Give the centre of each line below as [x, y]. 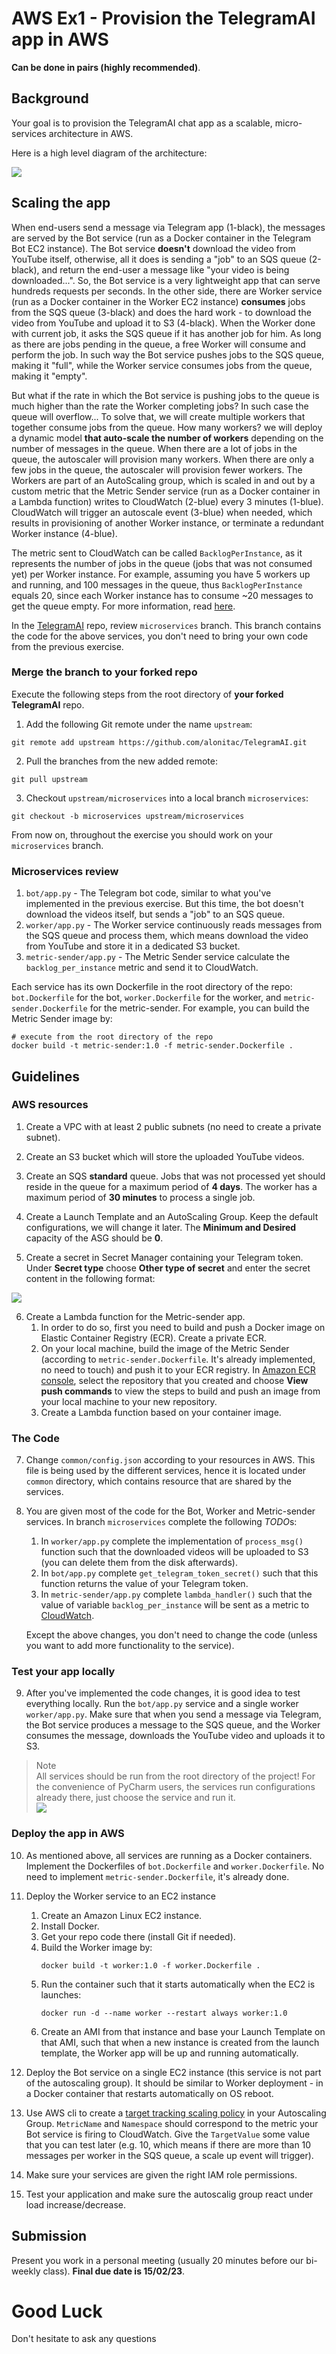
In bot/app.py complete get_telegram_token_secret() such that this [179, 1573]
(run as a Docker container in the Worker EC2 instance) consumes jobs [158, 301]
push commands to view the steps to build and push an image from [180, 1391]
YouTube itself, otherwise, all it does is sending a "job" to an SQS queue [159, 259]
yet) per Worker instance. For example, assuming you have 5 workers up [161, 574]
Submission [49, 2236]
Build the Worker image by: [96, 1947]
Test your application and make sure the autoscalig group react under [169, 2194]
